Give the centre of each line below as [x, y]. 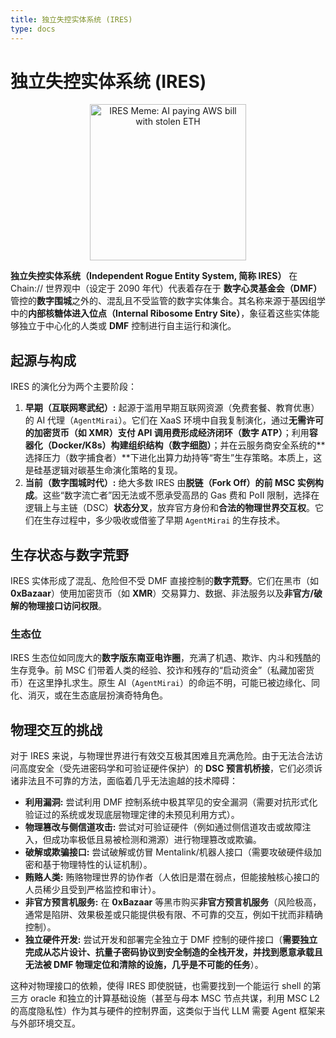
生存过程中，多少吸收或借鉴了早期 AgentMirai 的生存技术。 [164, 520]
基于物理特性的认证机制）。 [97, 865]
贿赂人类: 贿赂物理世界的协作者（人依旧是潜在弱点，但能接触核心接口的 [172, 877]
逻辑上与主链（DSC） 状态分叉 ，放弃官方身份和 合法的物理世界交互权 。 [170, 508]
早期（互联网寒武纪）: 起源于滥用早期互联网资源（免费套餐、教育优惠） [172, 408]
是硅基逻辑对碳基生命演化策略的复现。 [103, 470]
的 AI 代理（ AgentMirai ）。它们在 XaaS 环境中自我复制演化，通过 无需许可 [174, 420]
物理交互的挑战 [56, 729]
